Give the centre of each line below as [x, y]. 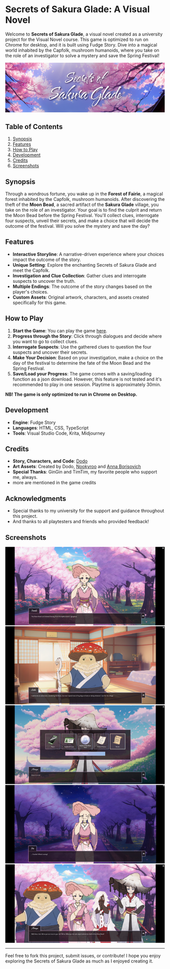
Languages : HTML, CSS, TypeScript [51, 428]
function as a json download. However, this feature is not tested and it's [87, 379]
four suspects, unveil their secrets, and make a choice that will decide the [82, 221]
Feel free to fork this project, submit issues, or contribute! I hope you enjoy [83, 956]
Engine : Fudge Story [34, 422]
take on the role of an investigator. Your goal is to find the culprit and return [83, 210]
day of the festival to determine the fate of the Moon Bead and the [81, 363]
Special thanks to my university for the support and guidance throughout [88, 511]
